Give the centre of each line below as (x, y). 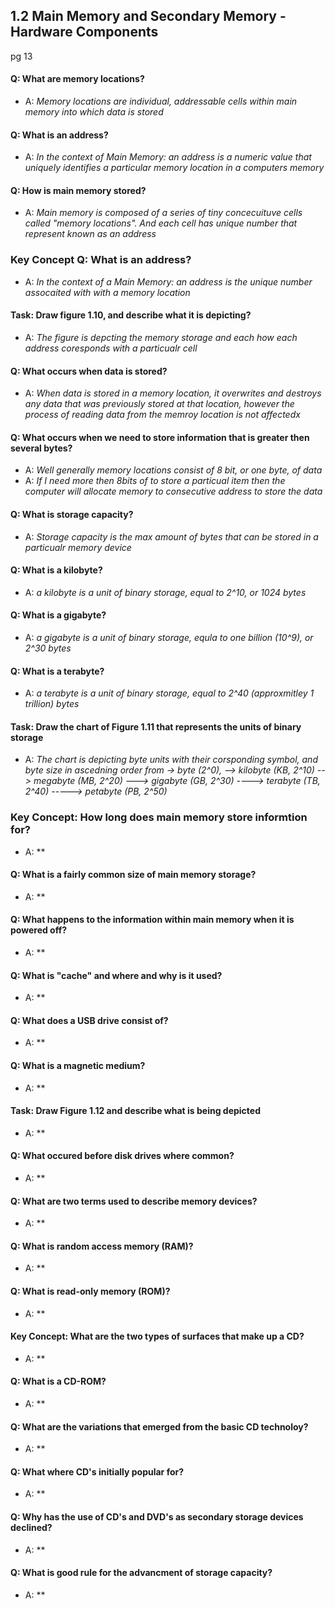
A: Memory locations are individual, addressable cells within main (161, 101)
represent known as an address (90, 234)
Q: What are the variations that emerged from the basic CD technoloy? (159, 1426)
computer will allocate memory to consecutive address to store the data (173, 491)
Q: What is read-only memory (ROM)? (90, 1291)
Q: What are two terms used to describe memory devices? (134, 1201)
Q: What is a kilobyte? (56, 570)
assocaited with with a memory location (107, 292)
